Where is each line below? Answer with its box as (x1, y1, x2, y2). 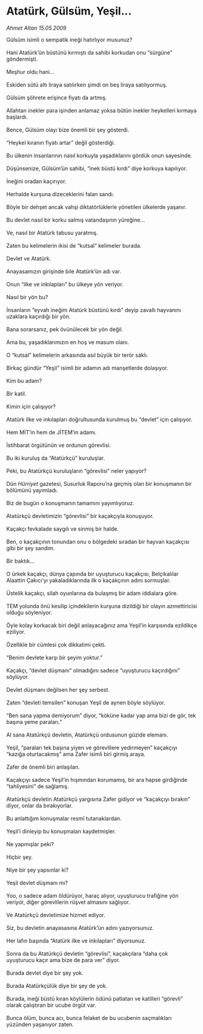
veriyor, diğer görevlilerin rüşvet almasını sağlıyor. (6, 898, 130, 906)
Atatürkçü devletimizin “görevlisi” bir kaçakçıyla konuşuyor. (6, 512, 154, 519)
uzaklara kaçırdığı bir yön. (6, 313, 71, 320)
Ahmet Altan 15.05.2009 (6, 24, 67, 31)
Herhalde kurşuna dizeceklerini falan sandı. (6, 190, 115, 197)
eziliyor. (6, 628, 26, 635)
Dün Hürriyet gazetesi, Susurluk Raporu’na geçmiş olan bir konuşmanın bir (6, 480, 192, 487)
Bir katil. (6, 389, 27, 397)
